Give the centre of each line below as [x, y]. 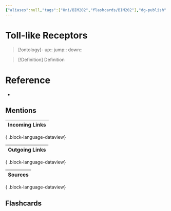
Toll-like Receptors [46, 35]
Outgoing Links [27, 150]
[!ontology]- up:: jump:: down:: [50, 50]
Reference [28, 80]
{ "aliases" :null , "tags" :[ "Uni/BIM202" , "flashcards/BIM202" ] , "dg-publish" [86, 10]
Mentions [21, 110]
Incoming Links [27, 125]
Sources [18, 175]
